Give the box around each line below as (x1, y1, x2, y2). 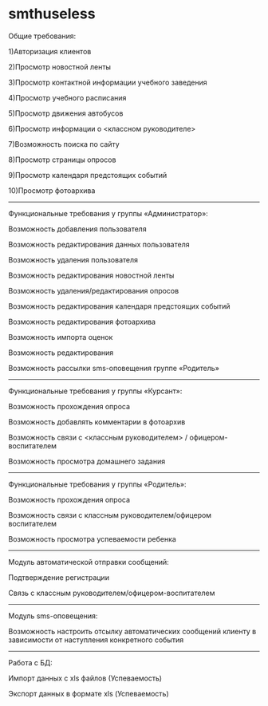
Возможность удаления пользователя (8, 254, 138, 264)
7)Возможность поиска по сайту (8, 139, 120, 148)
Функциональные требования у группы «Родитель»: (8, 479, 187, 489)
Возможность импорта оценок (8, 332, 113, 341)
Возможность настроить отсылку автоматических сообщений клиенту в (8, 626, 257, 636)
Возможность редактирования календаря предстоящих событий (8, 301, 231, 311)
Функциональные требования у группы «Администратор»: (8, 208, 209, 218)
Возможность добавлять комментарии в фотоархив (8, 416, 186, 427)
